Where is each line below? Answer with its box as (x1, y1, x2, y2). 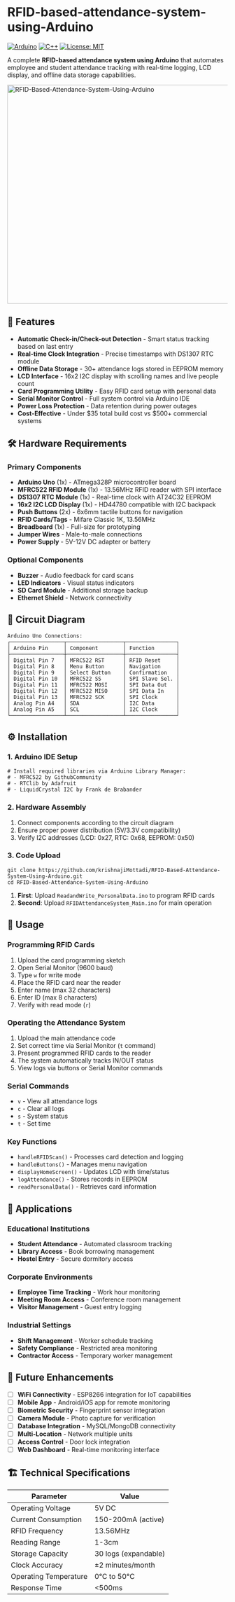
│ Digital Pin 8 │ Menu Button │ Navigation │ (7, 663, 180, 670)
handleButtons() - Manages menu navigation (17, 1160, 148, 1168)
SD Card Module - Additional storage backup (17, 586, 148, 594)
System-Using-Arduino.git (7, 873, 83, 880)
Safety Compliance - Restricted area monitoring (17, 1344, 157, 1352)
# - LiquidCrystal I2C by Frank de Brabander (7, 786, 142, 794)
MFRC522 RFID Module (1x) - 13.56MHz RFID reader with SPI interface (17, 485, 222, 494)
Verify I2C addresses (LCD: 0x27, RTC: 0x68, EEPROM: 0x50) (17, 833, 194, 841)
